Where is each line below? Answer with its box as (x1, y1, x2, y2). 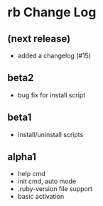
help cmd (17, 170, 45, 178)
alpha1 (7, 151, 37, 163)
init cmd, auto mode (17, 177, 77, 185)
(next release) (7, 33, 71, 45)
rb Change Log (7, 4, 97, 21)
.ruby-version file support (17, 185, 93, 193)
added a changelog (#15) (17, 51, 91, 60)
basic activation (17, 193, 65, 201)
